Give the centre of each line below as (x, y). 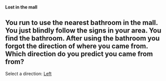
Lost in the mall (21, 7)
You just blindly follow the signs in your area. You (83, 30)
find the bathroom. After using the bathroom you (82, 38)
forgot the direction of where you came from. (77, 46)
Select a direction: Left (28, 74)
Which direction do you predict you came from (79, 54)
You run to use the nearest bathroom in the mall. (82, 22)
